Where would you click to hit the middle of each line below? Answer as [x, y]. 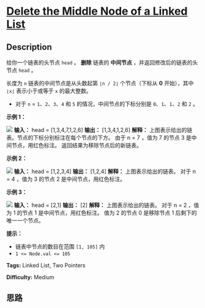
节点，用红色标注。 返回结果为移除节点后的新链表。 [76, 145]
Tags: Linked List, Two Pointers [46, 265]
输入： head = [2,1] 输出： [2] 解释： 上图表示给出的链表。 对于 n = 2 [100, 205]
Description [29, 47]
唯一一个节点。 [25, 220]
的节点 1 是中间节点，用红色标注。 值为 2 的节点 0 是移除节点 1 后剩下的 [107, 213]
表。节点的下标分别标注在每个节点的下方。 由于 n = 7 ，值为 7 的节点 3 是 [99, 137]
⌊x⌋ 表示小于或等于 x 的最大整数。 [49, 91]
